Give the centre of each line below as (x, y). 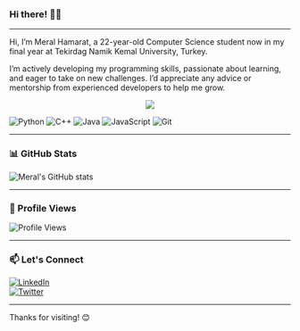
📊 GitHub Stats (43, 153)
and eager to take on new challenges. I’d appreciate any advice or (130, 79)
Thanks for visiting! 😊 (50, 318)
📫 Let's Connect (46, 260)
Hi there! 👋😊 (36, 14)
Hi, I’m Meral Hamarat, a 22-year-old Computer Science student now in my (147, 42)
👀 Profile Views (43, 208)
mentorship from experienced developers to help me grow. (117, 87)
